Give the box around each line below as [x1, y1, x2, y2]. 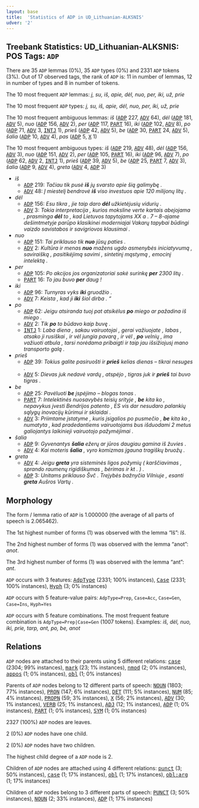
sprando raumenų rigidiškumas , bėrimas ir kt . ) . [23, 466, 145, 473]
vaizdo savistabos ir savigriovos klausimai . [23, 225, 130, 232]
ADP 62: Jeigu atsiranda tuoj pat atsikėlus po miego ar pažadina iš [23, 307, 187, 315]
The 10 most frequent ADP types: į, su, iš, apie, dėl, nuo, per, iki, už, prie [6, 102, 179, 110]
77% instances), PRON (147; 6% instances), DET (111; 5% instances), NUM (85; [6, 688, 193, 695]
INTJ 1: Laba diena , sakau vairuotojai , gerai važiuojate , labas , [23, 326, 182, 334]
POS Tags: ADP [6, 51, 59, 61]
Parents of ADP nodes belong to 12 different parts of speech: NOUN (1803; [6, 681, 183, 688]
